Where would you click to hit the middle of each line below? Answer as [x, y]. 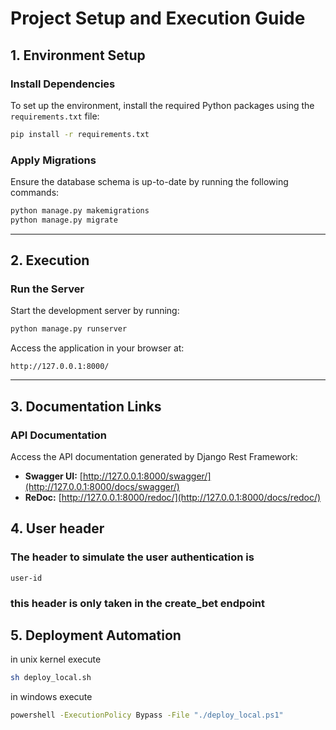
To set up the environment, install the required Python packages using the [162, 105]
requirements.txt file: [55, 116]
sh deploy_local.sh [51, 678]
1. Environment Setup [78, 55]
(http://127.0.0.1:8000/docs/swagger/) [102, 487]
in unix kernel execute [56, 659]
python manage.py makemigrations [80, 211]
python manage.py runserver [69, 329]
